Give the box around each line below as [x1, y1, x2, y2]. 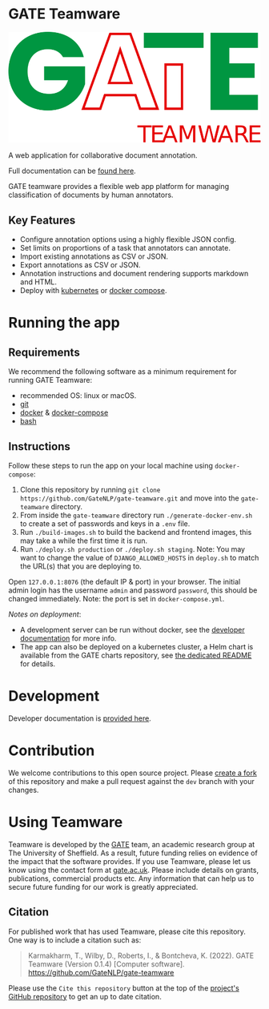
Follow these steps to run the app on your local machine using [8, 461, 214, 471]
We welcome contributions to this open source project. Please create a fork [8, 768, 258, 778]
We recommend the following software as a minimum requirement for [8, 367, 238, 376]
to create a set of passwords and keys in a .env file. [19, 519, 191, 529]
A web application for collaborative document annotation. [8, 151, 198, 160]
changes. [8, 785, 39, 794]
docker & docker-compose [19, 408, 109, 417]
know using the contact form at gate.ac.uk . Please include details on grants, [8, 865, 259, 874]
